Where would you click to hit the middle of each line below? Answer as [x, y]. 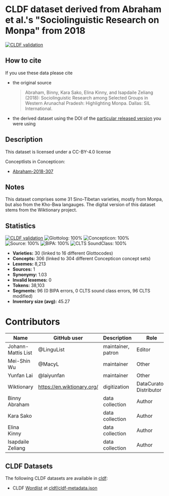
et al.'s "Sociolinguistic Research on [82, 20]
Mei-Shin [19, 361]
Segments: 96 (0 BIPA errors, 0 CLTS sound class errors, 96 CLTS [81, 291]
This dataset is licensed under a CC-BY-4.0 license [58, 152]
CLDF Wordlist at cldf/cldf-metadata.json [55, 488]
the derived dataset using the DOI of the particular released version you [87, 118]
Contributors [33, 322]
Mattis [15, 353]
